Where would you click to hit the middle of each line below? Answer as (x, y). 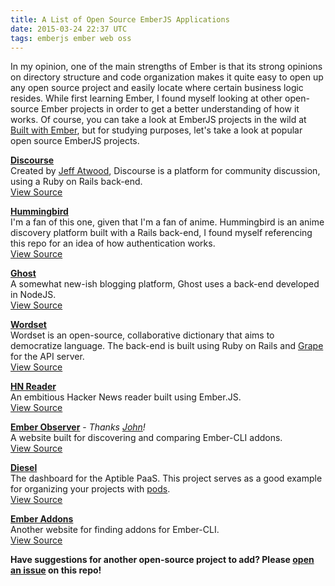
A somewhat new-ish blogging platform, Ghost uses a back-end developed (165, 284)
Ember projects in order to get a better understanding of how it (170, 109)
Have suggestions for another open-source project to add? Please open (162, 560)
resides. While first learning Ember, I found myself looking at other (146, 98)
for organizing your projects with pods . (90, 489)
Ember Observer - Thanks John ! (78, 427)
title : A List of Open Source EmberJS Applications (120, 19)
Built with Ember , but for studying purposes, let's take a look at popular (156, 130)
